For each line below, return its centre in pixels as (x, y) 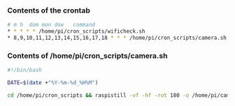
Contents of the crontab (49, 10)
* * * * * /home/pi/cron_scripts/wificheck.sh (76, 31)
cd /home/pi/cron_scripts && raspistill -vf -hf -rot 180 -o (98, 95)
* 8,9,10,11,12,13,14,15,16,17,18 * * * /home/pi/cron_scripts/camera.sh (117, 38)
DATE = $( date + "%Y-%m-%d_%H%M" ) (53, 83)
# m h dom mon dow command (51, 25)
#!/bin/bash (24, 70)
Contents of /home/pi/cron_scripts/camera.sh (87, 56)
